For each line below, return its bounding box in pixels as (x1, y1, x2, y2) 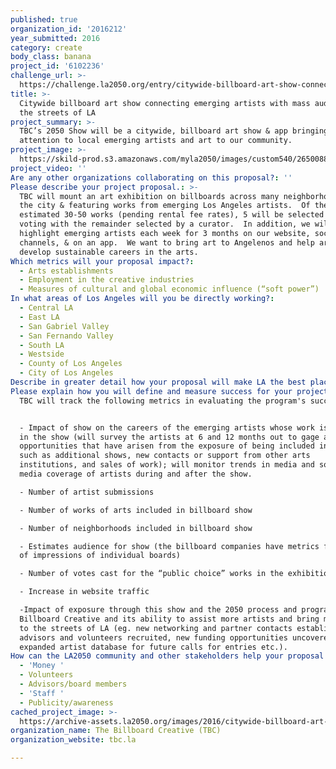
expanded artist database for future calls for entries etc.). (19, 642, 288, 652)
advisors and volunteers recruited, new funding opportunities (19, 632, 288, 643)
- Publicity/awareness (19, 697, 114, 708)
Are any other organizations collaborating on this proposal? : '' (10, 172, 293, 183)
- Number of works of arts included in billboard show (19, 505, 253, 515)
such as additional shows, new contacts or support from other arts (19, 451, 311, 461)
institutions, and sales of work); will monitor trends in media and (19, 460, 315, 470)
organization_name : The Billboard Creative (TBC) (10, 726, 222, 736)
